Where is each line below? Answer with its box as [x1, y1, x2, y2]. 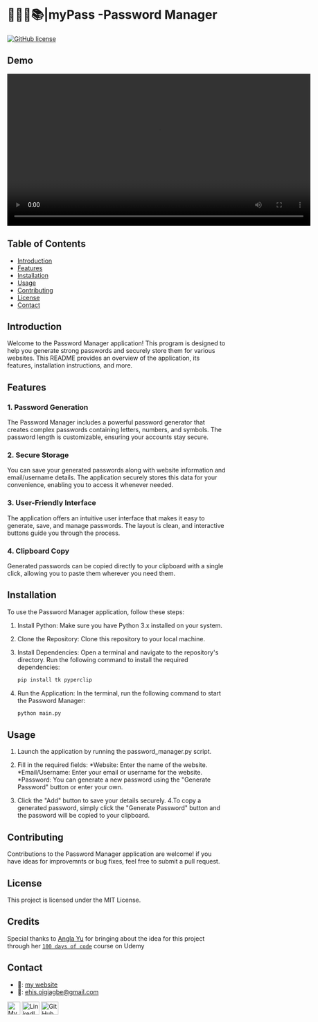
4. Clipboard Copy [7, 546, 70, 556]
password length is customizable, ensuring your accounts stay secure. [7, 433, 209, 441]
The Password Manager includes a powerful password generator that [7, 418, 206, 427]
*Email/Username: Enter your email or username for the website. [17, 768, 203, 777]
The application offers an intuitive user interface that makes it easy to [7, 513, 206, 522]
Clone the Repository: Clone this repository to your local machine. [17, 634, 206, 643]
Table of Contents [7, 238, 87, 250]
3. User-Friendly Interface [7, 498, 97, 508]
